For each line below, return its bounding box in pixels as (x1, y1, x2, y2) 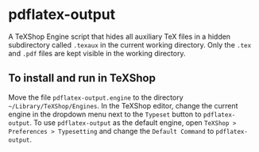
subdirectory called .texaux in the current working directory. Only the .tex (8, 40, 252, 49)
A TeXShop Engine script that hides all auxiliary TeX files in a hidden (8, 32, 231, 41)
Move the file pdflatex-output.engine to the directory (8, 93, 184, 102)
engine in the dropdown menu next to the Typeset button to (8, 109, 202, 119)
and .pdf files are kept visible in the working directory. (8, 48, 186, 58)
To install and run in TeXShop (8, 71, 157, 85)
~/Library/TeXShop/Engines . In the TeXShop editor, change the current (8, 101, 238, 110)
